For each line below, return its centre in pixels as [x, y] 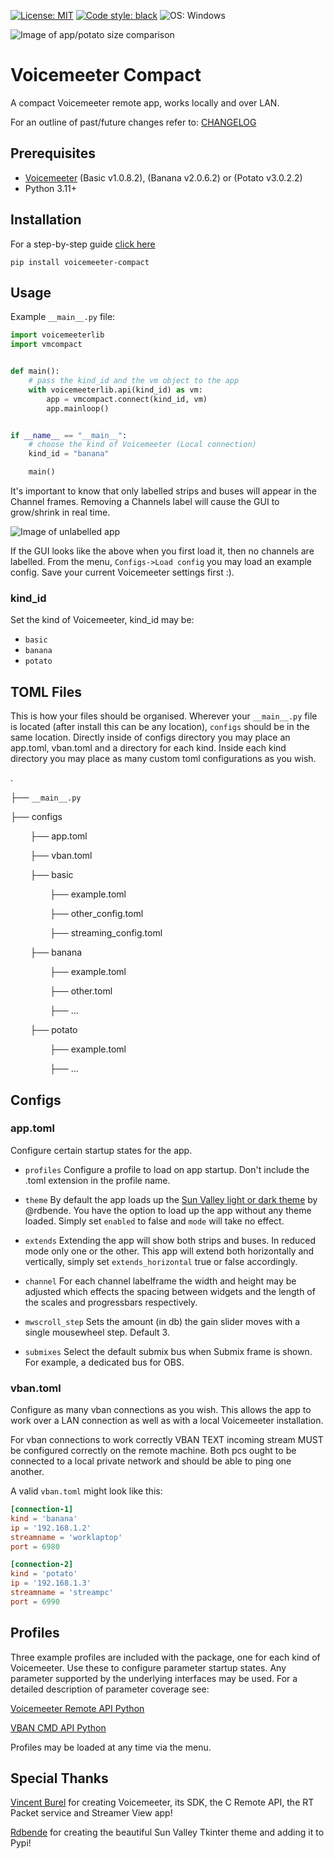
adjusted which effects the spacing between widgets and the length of [170, 1291]
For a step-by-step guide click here [83, 244]
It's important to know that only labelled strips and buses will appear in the [163, 491]
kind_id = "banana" [69, 454]
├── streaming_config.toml [106, 933]
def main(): [35, 371]
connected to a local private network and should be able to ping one [151, 1461]
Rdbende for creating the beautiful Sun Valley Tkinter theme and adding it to [167, 1832]
